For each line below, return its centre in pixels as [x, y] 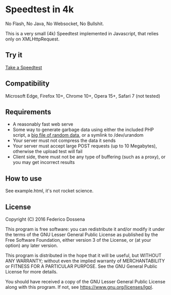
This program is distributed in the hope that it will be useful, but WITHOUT [83, 255]
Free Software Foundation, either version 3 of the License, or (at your [78, 240]
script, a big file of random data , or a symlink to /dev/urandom [78, 135]
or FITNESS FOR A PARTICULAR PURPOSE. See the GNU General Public [81, 266]
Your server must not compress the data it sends [64, 141]
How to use [24, 178]
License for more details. [31, 272]
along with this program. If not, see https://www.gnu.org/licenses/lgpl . [79, 287]
